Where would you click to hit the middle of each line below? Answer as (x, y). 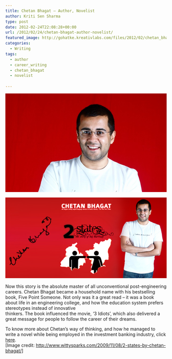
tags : (11, 54)
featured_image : (23, 38)
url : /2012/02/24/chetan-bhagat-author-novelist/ (59, 33)
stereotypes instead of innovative (40, 308)
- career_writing (28, 65)
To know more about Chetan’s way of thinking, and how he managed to (80, 329)
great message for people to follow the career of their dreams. (71, 319)
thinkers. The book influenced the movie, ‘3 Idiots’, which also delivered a (83, 314)
